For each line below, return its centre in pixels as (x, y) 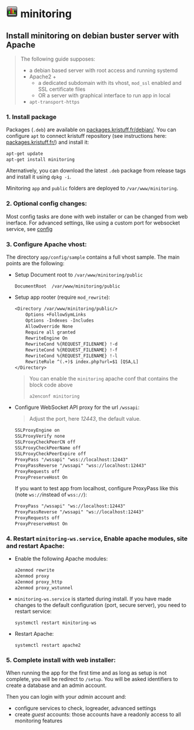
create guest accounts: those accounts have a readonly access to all (98, 715)
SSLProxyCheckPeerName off (48, 448)
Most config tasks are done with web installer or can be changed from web (97, 216)
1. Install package (31, 117)
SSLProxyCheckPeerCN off (45, 442)
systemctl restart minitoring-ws (56, 623)
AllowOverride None (49, 326)
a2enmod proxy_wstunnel (44, 588)
